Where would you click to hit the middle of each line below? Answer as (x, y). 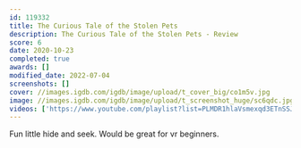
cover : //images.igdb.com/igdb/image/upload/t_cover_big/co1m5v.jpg (140, 92)
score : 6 (26, 42)
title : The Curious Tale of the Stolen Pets (94, 26)
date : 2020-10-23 (42, 51)
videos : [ (28, 109)
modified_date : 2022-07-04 (60, 76)
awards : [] (30, 68)
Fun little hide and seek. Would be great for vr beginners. (114, 134)
